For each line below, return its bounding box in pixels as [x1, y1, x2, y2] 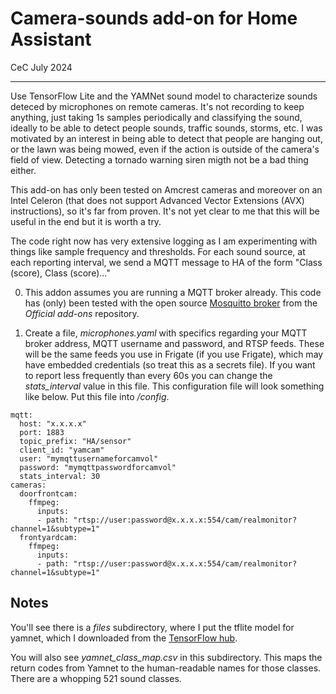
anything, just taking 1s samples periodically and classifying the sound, [10, 111, 303, 123]
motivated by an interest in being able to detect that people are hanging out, [10, 132, 323, 144]
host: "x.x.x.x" [19, 418, 87, 429]
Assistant [10, 28, 92, 51]
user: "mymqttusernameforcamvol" [19, 453, 159, 464]
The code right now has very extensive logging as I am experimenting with [10, 235, 318, 247]
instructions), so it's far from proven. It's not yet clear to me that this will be [10, 205, 320, 217]
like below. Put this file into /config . [24, 390, 170, 402]
